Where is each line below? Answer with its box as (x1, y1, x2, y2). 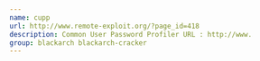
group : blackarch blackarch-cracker (9, 38, 147, 48)
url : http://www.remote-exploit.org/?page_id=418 (9, 22, 200, 30)
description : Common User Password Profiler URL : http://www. (9, 30, 253, 39)
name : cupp (9, 13, 51, 22)
